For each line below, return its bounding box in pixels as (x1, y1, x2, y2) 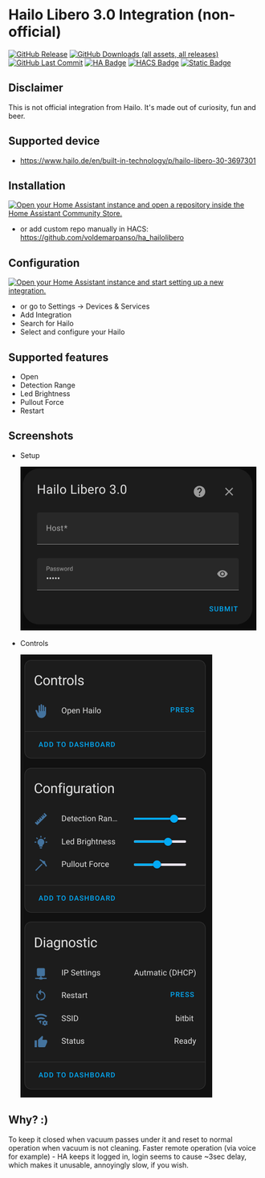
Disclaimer (8, 81, 63, 95)
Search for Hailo (19, 319, 75, 329)
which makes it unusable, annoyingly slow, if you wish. (8, 1160, 189, 1170)
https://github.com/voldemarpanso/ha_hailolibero (19, 233, 185, 243)
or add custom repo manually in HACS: (19, 224, 149, 234)
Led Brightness (19, 389, 71, 399)
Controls (19, 638, 49, 648)
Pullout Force (19, 398, 64, 407)
